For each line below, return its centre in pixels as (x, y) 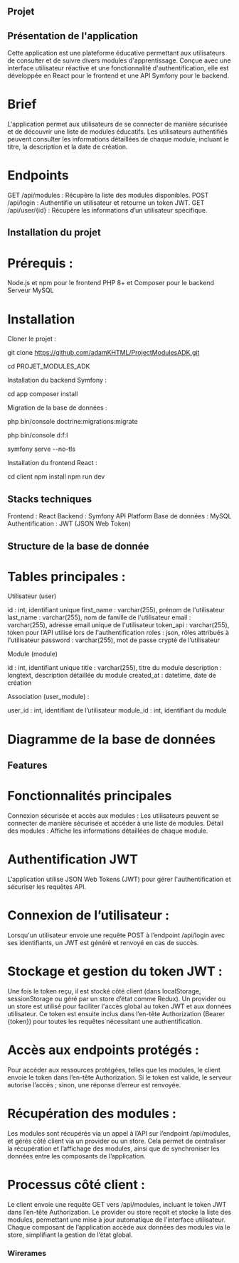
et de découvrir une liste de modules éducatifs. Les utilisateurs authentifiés (117, 132)
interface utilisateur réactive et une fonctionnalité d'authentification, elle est (118, 68)
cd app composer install (43, 394)
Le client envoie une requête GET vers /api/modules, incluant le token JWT (117, 1204)
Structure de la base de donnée (78, 546)
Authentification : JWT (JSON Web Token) (69, 524)
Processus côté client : (76, 1184)
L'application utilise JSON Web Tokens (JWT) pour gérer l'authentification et (119, 879)
